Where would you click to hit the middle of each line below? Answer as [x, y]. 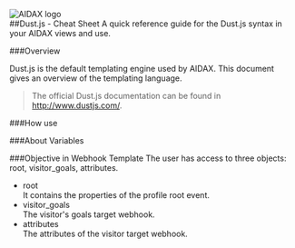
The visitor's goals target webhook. [89, 214]
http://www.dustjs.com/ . [77, 105]
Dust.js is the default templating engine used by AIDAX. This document [142, 69]
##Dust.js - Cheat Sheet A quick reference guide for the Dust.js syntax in [146, 24]
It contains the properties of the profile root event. [116, 195]
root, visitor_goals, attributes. [64, 168]
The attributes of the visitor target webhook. [105, 233]
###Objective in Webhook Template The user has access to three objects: [148, 158]
